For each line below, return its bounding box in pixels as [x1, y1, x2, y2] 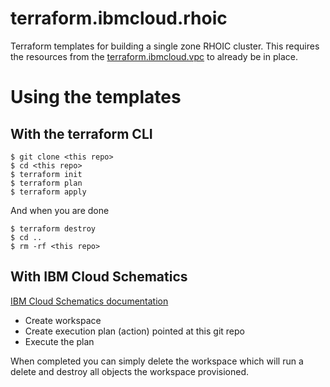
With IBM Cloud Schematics [10, 268, 188, 286]
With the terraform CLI [10, 125, 153, 142]
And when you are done [10, 204, 110, 216]
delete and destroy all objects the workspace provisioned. [10, 365, 250, 377]
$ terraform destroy [10, 223, 97, 234]
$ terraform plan [10, 178, 83, 188]
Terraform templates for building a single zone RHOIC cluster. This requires [10, 40, 320, 52]
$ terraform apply [10, 187, 87, 197]
